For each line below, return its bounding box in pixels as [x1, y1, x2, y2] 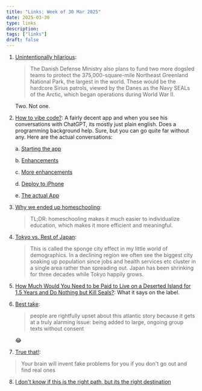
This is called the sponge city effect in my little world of [30, 245, 168, 252]
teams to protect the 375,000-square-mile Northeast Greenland [30, 72, 189, 78]
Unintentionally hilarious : [14, 54, 77, 60]
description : [6, 25, 39, 32]
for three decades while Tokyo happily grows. [30, 271, 144, 278]
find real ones [21, 366, 55, 374]
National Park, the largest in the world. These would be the [30, 78, 176, 85]
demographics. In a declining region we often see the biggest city [30, 252, 193, 258]
